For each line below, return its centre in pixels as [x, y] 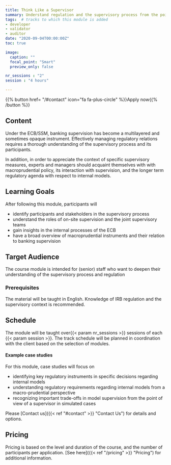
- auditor [16, 34]
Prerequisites [22, 288]
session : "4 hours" [27, 81]
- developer [18, 24]
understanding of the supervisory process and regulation [65, 275]
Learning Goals [30, 192]
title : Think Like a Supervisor [39, 10]
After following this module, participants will [51, 204]
